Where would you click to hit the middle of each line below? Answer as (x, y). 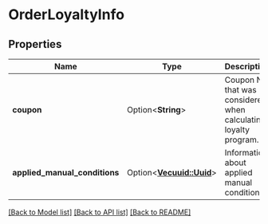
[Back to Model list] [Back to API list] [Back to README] (100, 212)
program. (242, 140)
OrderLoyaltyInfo (67, 15)
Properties (35, 44)
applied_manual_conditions (66, 173)
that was (240, 90)
